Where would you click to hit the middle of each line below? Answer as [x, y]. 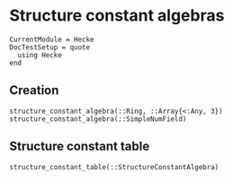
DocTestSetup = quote [50, 47]
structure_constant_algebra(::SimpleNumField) [98, 119]
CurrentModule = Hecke [52, 39]
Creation [34, 90]
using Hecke [40, 55]
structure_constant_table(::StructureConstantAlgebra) [114, 167]
